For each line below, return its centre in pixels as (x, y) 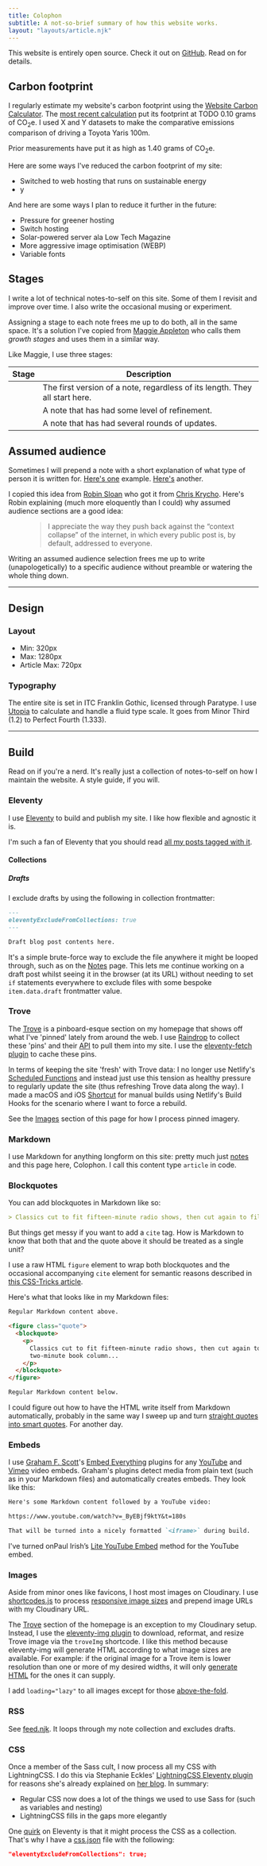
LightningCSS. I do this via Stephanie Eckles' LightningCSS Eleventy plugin (131, 1775)
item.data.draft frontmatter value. (65, 991)
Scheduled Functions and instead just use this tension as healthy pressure (130, 1077)
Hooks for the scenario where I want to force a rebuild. (98, 1103)
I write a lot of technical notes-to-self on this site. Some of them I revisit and (133, 298)
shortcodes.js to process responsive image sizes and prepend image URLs (131, 1601)
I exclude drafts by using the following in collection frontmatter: (112, 898)
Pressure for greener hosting (67, 220)
